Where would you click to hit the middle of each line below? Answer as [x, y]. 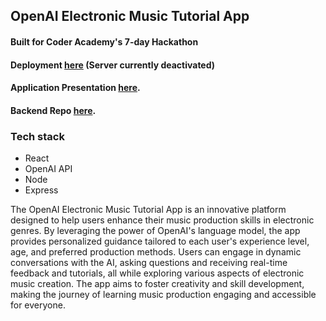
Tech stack [37, 136]
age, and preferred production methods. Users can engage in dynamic [156, 252]
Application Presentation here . [75, 88]
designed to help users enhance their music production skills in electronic [162, 220]
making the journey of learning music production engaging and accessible [163, 295]
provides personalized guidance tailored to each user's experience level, [160, 241]
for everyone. [38, 305]
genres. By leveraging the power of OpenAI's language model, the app [155, 231]
